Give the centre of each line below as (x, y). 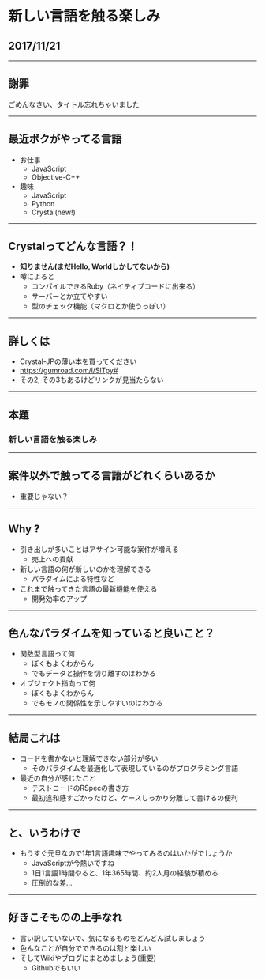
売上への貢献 (52, 559)
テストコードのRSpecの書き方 (80, 788)
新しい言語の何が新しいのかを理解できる (85, 569)
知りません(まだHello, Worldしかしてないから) (94, 266)
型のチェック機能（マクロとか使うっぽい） (101, 306)
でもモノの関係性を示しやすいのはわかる (97, 703)
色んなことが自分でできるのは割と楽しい (85, 948)
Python (43, 203)
